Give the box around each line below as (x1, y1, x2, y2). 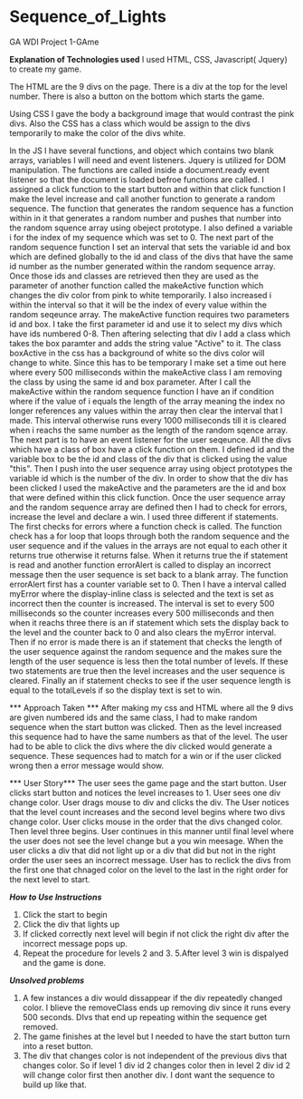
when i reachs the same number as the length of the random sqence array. (9, 424, 289, 435)
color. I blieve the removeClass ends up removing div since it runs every (22, 1002, 291, 1013)
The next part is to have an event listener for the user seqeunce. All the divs (9, 433, 292, 445)
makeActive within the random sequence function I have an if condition (9, 385, 274, 396)
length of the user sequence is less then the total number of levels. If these (9, 656, 289, 666)
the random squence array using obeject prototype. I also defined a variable (9, 222, 293, 233)
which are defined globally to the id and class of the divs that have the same (9, 251, 294, 262)
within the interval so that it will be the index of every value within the (9, 299, 267, 310)
